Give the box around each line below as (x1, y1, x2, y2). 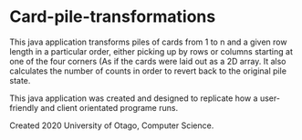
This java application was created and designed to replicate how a (9, 93, 258, 104)
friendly (9, 102, 39, 113)
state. (9, 75, 31, 85)
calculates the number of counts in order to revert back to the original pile (9, 65, 287, 76)
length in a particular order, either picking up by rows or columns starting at (9, 45, 294, 56)
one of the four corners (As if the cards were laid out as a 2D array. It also (9, 55, 286, 66)
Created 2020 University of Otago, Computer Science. (9, 120, 214, 131)
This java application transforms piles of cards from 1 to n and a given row (9, 36, 287, 47)
